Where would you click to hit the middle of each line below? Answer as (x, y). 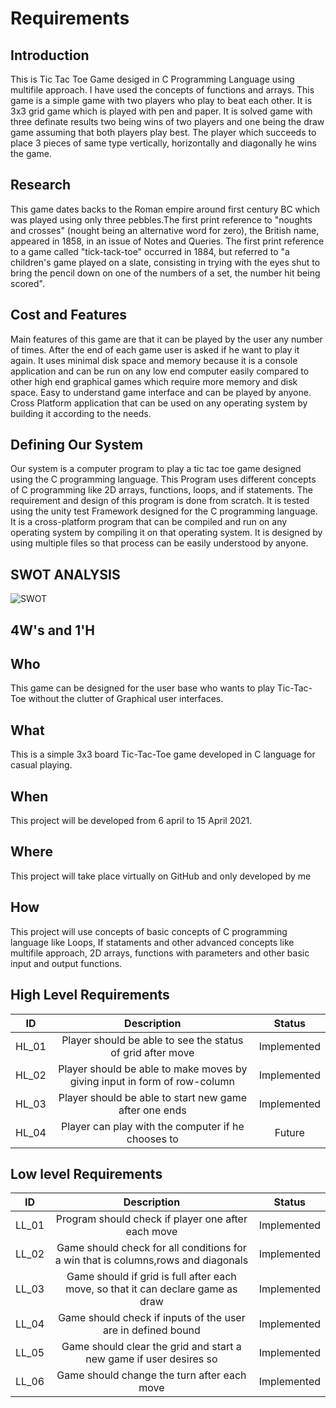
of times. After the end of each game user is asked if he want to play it (155, 349)
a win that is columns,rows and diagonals (151, 1260)
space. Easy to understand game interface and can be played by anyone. (161, 392)
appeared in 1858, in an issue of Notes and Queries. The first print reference (167, 241)
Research (41, 185)
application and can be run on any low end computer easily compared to (160, 371)
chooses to (152, 1139)
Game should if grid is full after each (151, 1277)
